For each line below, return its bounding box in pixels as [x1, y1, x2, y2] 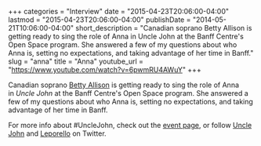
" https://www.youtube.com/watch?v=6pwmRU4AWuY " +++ [8, 65, 201, 74]
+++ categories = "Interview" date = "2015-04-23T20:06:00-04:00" [8, 7, 230, 16]
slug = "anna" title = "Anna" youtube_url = [8, 57, 143, 66]
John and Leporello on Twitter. [8, 129, 107, 138]
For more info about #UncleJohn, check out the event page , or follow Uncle [8, 121, 252, 130]
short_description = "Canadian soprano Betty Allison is [75, 24, 252, 32]
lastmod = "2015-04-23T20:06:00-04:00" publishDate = [8, 15, 191, 24]
